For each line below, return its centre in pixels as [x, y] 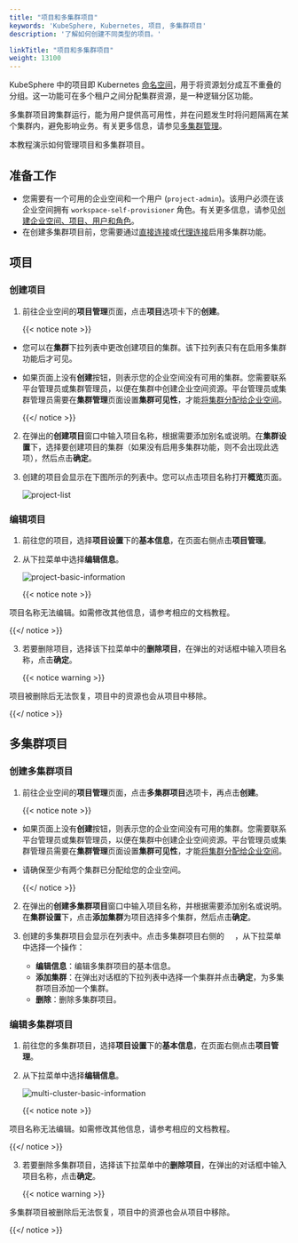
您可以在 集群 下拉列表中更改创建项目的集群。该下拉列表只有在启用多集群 [154, 347]
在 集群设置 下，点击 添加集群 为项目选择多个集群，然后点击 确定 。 [138, 917]
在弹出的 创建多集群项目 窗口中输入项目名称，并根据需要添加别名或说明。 [154, 906]
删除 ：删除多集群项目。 [78, 999]
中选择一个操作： [53, 947]
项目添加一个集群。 [78, 988]
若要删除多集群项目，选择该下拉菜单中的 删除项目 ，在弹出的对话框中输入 [154, 1165]
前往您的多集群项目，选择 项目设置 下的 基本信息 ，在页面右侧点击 [138, 1045]
